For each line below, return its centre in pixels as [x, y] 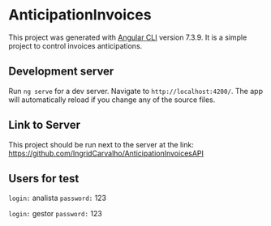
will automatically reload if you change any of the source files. [112, 100]
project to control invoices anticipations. [75, 45]
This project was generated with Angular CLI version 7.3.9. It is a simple [128, 37]
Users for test [44, 179]
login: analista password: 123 [58, 198]
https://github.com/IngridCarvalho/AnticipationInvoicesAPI [106, 153]
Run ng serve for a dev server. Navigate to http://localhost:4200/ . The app [136, 91]
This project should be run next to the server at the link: [101, 144]
